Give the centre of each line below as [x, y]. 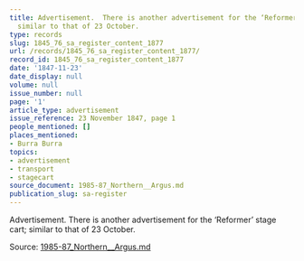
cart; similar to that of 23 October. [72, 229]
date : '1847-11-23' [46, 69]
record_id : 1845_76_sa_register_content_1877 [96, 60]
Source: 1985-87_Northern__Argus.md [80, 247]
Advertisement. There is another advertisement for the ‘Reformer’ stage [143, 219]
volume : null [34, 85]
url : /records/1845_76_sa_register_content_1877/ [105, 51]
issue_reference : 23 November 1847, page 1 [93, 118]
